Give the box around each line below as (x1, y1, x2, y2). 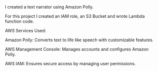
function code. (5, 19, 34, 24)
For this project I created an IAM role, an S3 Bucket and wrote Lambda (5, 13, 145, 19)
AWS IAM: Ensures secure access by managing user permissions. (5, 61, 136, 66)
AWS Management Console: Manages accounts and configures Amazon (5, 47, 149, 52)
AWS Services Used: (5, 28, 46, 33)
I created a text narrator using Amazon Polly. (5, 4, 94, 10)
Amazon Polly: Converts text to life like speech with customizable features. (5, 37, 154, 43)
